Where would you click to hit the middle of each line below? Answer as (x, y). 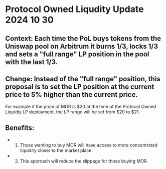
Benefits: (20, 128)
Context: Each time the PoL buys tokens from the (83, 38)
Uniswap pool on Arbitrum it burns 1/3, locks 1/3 (82, 46)
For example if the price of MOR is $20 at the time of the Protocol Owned (81, 107)
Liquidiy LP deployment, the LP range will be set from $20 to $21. (73, 112)
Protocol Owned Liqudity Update (74, 9)
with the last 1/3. (32, 62)
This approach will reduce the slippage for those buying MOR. (84, 161)
